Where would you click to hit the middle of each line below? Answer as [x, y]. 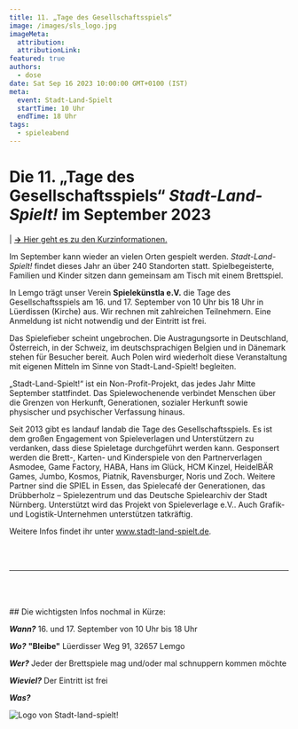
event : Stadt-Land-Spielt [65, 100]
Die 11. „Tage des [72, 177]
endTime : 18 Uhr [47, 116]
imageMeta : [29, 34]
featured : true [37, 59]
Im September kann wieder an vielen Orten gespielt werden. [119, 256]
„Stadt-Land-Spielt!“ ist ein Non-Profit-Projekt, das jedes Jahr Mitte [132, 384]
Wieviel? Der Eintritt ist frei [59, 680]
